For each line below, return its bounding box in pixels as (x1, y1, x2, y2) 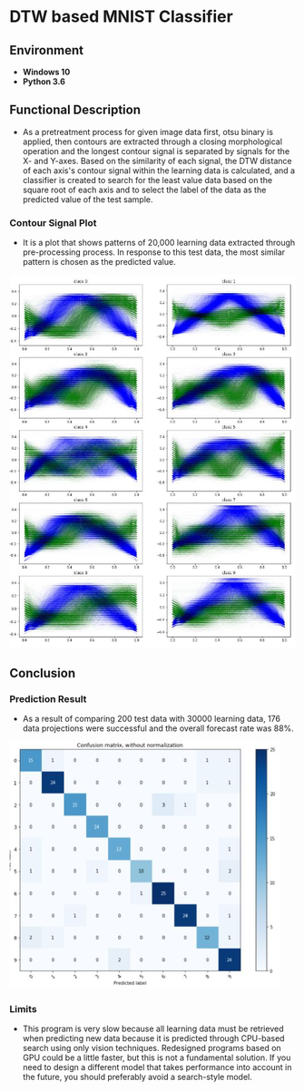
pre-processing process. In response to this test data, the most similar (22, 247, 286, 258)
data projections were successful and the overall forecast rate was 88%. (22, 723, 295, 734)
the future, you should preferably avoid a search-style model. (22, 1072, 252, 1083)
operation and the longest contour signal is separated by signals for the (22, 145, 290, 156)
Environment (9, 43, 84, 58)
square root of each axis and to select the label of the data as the (22, 184, 267, 195)
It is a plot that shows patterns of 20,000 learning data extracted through (22, 238, 296, 248)
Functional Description (9, 102, 142, 118)
